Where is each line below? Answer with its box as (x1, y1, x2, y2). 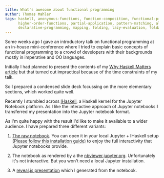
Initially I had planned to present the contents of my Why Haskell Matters (5, 64, 151, 70)
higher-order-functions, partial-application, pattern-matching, (18, 21, 154, 26)
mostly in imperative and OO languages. (5, 54, 86, 60)
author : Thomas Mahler (5, 12, 51, 17)
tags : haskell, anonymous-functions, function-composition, (5, 16, 130, 21)
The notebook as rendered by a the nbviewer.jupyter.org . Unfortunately (12, 153, 156, 159)
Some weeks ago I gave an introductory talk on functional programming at (5, 39, 154, 44)
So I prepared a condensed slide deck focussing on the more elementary (5, 84, 152, 89)
